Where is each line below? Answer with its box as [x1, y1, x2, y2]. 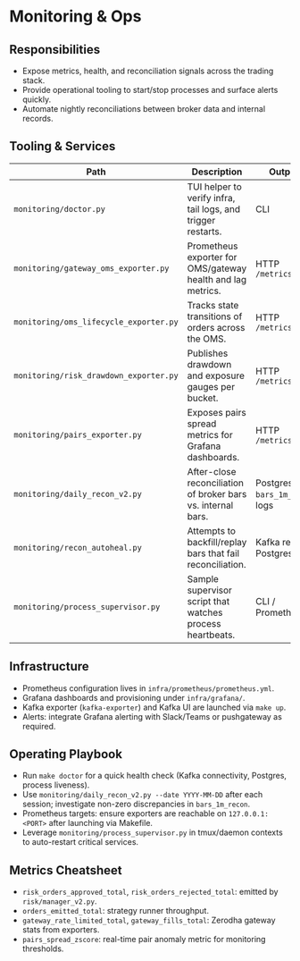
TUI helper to [187, 181, 243, 193]
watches [187, 606, 223, 619]
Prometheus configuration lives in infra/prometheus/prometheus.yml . [21, 682, 275, 694]
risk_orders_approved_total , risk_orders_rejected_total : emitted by [21, 887, 279, 898]
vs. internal [187, 499, 234, 511]
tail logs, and [187, 203, 241, 215]
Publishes [187, 347, 229, 359]
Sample [187, 572, 219, 585]
